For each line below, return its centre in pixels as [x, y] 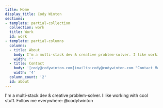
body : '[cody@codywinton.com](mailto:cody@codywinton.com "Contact [83, 68]
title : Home [17, 9]
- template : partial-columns [34, 41]
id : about [19, 81]
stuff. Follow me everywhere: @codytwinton [49, 100]
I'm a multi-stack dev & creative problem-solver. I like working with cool [77, 95]
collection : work [27, 28]
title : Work [22, 32]
